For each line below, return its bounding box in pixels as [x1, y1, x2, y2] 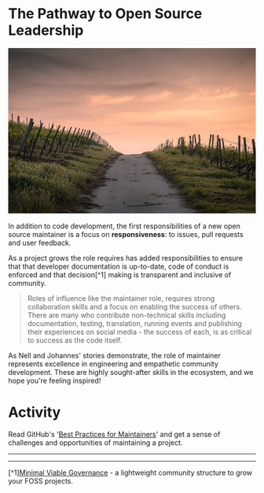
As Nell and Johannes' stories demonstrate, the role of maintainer [8, 350, 222, 360]
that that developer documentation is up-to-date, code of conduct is [8, 261, 229, 271]
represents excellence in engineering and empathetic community [8, 359, 218, 369]
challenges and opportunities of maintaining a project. [8, 438, 183, 447]
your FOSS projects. [8, 476, 73, 485]
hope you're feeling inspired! [8, 376, 101, 385]
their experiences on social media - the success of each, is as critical [27, 327, 252, 336]
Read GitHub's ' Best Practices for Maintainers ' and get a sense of [8, 429, 221, 439]
